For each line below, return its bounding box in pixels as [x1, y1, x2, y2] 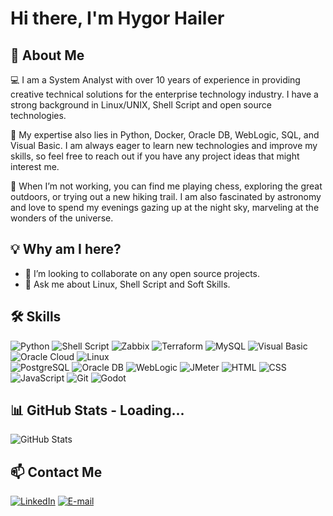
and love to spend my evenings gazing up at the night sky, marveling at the [10, 202, 320, 213]
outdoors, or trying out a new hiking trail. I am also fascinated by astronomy [10, 191, 322, 202]
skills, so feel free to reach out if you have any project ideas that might [10, 150, 300, 162]
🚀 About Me [10, 47, 85, 64]
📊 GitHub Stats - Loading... [10, 402, 185, 419]
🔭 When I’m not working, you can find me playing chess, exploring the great [10, 180, 323, 192]
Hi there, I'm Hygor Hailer [10, 7, 225, 30]
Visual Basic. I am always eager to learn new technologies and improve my [10, 140, 318, 151]
